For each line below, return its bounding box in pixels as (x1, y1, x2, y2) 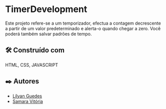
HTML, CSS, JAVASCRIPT (5, 62, 58, 68)
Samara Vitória (12, 98, 43, 104)
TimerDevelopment (5, 4, 87, 15)
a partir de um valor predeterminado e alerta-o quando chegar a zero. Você (5, 25, 161, 31)
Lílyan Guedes (12, 93, 42, 99)
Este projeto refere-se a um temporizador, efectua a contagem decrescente (5, 20, 161, 26)
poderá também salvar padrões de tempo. (5, 31, 92, 37)
